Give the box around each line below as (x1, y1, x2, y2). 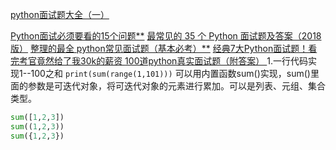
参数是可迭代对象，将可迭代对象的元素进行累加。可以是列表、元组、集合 (27, 80, 326, 92)
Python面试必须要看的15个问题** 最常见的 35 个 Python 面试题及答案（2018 (10, 30, 322, 42)
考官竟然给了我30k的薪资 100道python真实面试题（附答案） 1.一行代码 (18, 55, 309, 67)
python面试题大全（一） (10, 9, 110, 20)
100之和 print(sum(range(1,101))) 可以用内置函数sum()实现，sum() (30, 68, 311, 79)
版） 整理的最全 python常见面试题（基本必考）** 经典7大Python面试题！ (10, 43, 309, 54)
